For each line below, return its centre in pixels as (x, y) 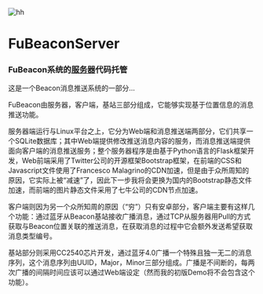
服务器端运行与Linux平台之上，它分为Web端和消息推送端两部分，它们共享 (128, 131)
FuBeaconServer (64, 44)
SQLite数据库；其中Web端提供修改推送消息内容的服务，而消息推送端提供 (133, 141)
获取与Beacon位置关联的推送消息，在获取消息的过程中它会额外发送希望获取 (130, 227)
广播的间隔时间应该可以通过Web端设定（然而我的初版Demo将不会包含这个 (135, 272)
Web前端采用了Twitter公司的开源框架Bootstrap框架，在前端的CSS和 (131, 161)
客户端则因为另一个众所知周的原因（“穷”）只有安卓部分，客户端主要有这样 (128, 207)
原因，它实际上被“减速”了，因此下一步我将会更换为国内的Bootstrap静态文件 (130, 180)
